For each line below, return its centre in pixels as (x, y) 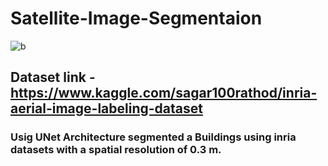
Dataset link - (53, 77)
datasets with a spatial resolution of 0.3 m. (116, 150)
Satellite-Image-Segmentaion (136, 18)
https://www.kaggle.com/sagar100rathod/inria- (164, 93)
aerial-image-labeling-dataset (106, 108)
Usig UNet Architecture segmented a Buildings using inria (153, 137)
